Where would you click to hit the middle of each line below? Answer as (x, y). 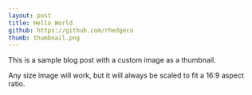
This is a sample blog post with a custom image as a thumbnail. (112, 60)
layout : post (30, 15)
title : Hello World (41, 23)
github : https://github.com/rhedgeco (71, 30)
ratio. (17, 84)
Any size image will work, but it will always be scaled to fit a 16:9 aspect (126, 75)
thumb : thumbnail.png (44, 38)
